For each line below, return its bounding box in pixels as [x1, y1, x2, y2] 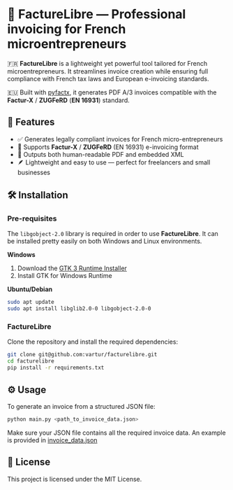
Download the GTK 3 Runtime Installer [17, 264, 128, 272]
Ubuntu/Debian [7, 285, 53, 293]
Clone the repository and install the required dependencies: [7, 337, 179, 346]
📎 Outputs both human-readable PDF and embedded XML [17, 150, 184, 158]
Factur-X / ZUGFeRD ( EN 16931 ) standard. [7, 96, 130, 104]
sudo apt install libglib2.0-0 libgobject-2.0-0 [7, 305, 151, 312]
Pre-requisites [7, 213, 57, 223]
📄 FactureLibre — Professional [7, 6, 186, 22]
